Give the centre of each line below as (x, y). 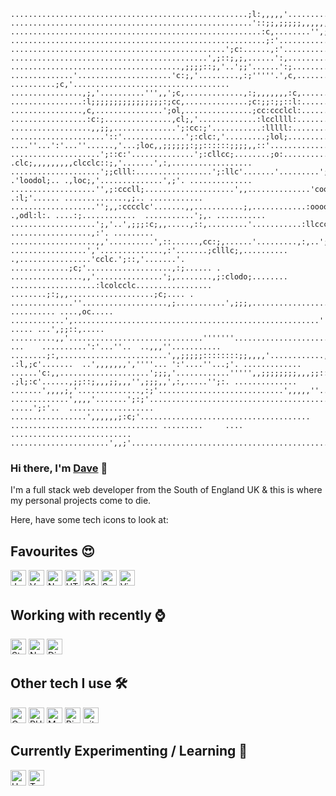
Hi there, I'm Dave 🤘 (59, 468)
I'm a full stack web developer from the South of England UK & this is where (166, 490)
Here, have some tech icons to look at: (89, 520)
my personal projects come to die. (81, 501)
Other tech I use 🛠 (69, 683)
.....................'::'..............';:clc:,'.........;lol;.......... (171, 137)
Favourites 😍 (52, 551)
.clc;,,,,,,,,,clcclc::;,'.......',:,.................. (131, 163)
